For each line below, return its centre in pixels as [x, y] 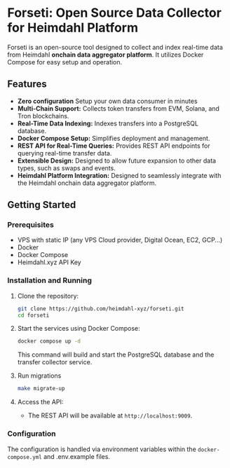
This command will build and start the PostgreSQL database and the [116, 355]
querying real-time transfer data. [65, 153]
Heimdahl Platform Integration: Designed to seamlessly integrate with [119, 175]
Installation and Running [50, 280]
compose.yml [25, 457]
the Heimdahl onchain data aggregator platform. [87, 183]
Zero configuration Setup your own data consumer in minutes [107, 101]
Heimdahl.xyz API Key [49, 262]
